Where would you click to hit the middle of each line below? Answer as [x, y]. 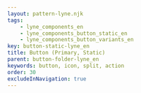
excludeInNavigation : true [47, 79]
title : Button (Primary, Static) [56, 53]
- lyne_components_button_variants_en [77, 40]
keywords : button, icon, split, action [66, 66]
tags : [15, 20]
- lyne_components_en [51, 27]
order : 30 [22, 72]
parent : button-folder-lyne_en [53, 59]
